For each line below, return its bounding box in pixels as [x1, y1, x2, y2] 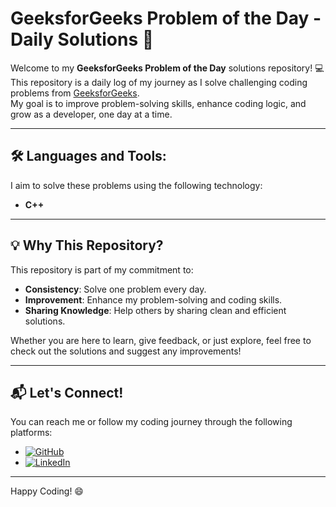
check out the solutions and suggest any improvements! [10, 345, 242, 357]
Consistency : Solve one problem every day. [24, 283, 207, 295]
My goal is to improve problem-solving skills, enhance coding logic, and [10, 97, 307, 109]
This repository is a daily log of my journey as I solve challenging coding [10, 76, 308, 88]
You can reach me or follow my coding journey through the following [10, 416, 293, 428]
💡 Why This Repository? [10, 237, 164, 254]
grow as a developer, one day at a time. [10, 108, 173, 120]
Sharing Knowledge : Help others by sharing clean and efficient [24, 304, 287, 316]
